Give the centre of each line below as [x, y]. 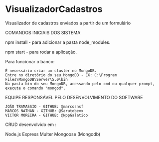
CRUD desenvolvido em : [31, 124]
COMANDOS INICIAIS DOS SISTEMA [43, 32]
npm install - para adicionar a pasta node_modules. [58, 42]
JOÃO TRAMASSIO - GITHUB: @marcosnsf [44, 106]
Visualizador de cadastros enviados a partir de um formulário [68, 23]
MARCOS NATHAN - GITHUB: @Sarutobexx [44, 111]
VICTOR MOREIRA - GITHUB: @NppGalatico [47, 115]
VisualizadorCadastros [54, 9]
